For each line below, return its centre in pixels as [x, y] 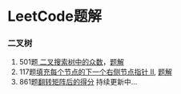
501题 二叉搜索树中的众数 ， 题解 [72, 62]
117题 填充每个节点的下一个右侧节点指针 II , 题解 [96, 72]
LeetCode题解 [54, 16]
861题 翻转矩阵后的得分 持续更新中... [78, 82]
